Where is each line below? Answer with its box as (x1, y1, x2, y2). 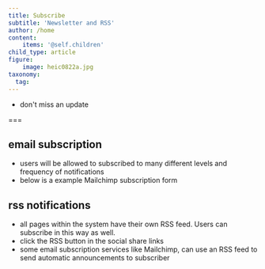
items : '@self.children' (22, 41, 104, 49)
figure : (8, 56, 34, 64)
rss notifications (8, 199, 91, 212)
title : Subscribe (8, 11, 66, 20)
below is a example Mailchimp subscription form (19, 176, 178, 185)
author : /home (8, 26, 55, 34)
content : (8, 33, 37, 42)
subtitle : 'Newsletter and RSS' (8, 19, 115, 27)
